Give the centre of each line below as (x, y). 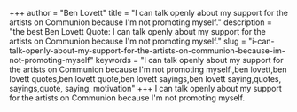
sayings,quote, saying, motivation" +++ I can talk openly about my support (145, 88)
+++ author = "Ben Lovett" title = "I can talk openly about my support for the (148, 13)
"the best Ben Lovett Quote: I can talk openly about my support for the (137, 32)
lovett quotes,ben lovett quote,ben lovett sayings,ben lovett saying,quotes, (145, 79)
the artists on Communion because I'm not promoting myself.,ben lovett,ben (148, 69)
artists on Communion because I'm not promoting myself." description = (141, 22)
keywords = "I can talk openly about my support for (189, 60)
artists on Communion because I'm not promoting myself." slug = (128, 41)
